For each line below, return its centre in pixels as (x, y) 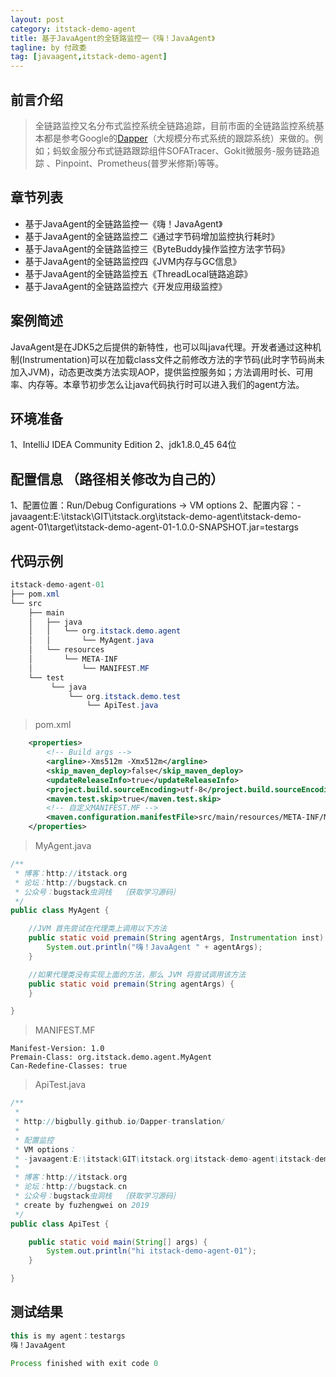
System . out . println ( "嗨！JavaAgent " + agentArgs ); (154, 947)
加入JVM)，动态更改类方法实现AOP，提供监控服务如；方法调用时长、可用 (162, 372)
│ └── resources (66, 650)
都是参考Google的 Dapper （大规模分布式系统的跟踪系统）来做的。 (179, 138)
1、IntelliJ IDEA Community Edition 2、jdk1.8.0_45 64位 (123, 445)
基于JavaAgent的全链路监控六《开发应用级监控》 (126, 286)
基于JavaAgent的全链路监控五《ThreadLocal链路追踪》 (138, 273)
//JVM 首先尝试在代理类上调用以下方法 (97, 929)
